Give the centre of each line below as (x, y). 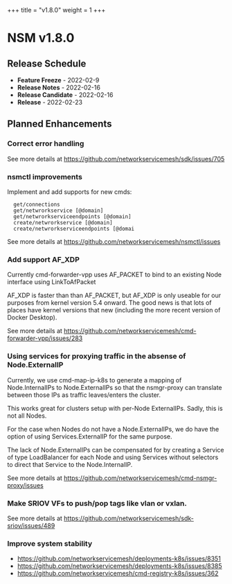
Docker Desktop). (32, 317)
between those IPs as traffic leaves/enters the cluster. (84, 395)
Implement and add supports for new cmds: (70, 192)
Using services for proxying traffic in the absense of (97, 356)
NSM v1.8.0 (41, 38)
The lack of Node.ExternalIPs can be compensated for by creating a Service (116, 450)
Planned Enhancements (60, 124)
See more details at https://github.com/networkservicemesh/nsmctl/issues (114, 241)
